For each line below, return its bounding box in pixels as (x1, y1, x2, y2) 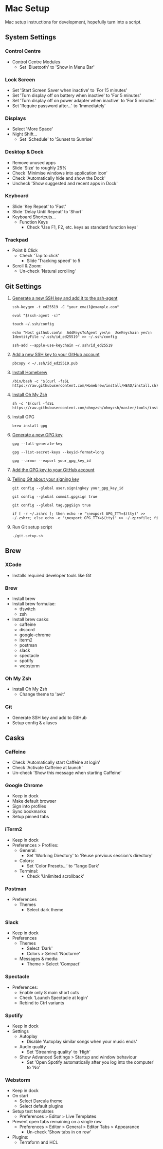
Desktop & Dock (5, 149, 44, 155)
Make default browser (12, 798, 56, 804)
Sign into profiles (12, 803, 46, 809)
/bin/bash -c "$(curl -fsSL (12, 378, 69, 384)
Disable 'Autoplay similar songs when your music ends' (26, 1038, 137, 1044)
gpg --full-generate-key (12, 441, 63, 446)
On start (12, 1093, 29, 1099)
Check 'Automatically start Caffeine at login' (12, 759, 101, 765)
